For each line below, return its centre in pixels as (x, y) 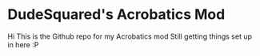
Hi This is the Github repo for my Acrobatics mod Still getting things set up (130, 36)
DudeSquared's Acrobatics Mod (116, 15)
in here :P (23, 44)
